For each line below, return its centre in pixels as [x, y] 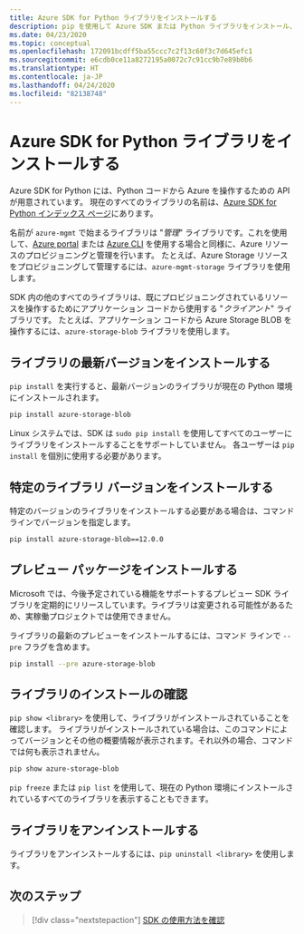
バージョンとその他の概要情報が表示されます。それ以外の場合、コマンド [159, 741]
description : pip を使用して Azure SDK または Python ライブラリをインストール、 [153, 26]
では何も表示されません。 [57, 752]
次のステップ [45, 896]
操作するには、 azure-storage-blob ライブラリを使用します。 [122, 331]
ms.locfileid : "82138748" [58, 93]
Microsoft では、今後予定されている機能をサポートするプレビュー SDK [140, 593]
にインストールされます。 [57, 398]
